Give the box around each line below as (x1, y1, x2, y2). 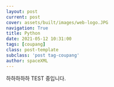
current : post (6, 14, 41, 20)
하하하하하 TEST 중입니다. (6, 75, 66, 82)
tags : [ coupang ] (6, 42, 46, 48)
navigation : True (6, 25, 49, 31)
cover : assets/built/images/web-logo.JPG (6, 19, 109, 25)
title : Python (6, 31, 41, 36)
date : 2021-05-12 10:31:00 (6, 36, 72, 42)
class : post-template (6, 47, 59, 53)
